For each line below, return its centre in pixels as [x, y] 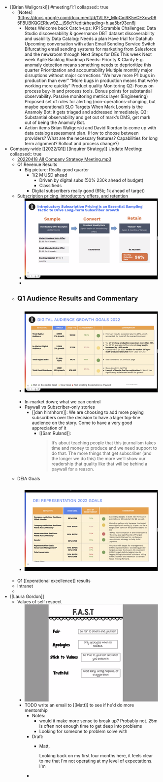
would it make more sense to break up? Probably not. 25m [98, 721]
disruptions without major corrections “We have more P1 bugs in [90, 75]
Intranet [25, 586]
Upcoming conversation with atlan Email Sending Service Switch [90, 44]
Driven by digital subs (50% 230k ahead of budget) [91, 180]
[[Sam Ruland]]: [55, 433]
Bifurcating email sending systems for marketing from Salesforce [90, 49]
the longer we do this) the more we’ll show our [98, 459]
